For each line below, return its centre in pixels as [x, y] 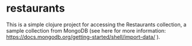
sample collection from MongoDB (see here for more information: [86, 30]
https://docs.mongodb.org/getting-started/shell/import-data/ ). [83, 37]
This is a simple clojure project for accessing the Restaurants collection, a [96, 24]
